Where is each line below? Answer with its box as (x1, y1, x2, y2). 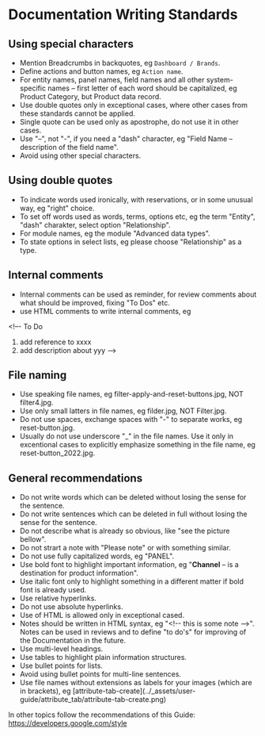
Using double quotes (8, 174, 113, 187)
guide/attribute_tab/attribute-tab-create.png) (19, 695, 167, 704)
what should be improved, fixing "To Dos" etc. (19, 297, 170, 307)
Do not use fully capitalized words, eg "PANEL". (19, 551, 175, 561)
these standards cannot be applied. (19, 109, 136, 118)
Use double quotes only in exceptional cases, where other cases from (19, 101, 248, 109)
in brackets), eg (19, 686, 71, 696)
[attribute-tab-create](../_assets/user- (72, 686, 196, 696)
